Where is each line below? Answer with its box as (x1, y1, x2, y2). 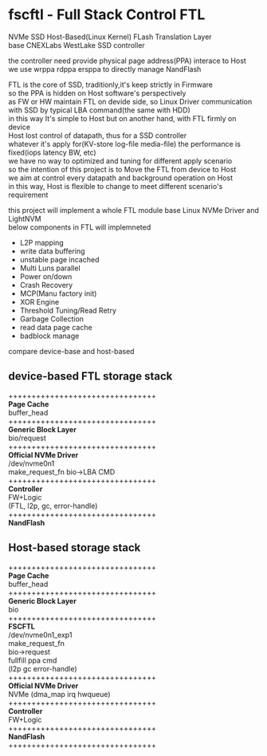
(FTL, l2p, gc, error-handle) (8, 501, 98, 510)
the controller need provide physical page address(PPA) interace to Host (8, 56, 247, 65)
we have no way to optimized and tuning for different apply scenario (8, 156, 233, 165)
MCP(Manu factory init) (19, 289, 97, 298)
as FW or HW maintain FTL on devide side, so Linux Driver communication (8, 96, 253, 106)
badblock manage (19, 331, 80, 341)
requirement (8, 190, 49, 199)
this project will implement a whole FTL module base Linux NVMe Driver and (8, 205, 259, 215)
